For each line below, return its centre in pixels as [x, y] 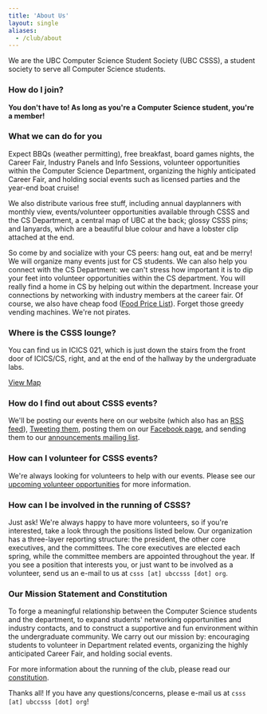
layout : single [33, 23]
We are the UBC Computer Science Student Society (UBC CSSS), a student [132, 61]
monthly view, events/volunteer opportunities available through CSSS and [129, 212]
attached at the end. [41, 237]
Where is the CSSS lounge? [63, 332]
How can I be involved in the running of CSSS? [100, 505]
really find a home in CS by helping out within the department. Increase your [133, 286]
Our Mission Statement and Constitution [88, 593]
